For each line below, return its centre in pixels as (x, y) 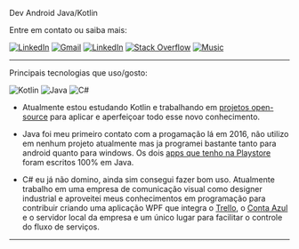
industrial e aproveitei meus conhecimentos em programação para (144, 198)
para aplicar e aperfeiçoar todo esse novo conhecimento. (155, 116)
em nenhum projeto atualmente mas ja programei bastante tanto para (149, 143)
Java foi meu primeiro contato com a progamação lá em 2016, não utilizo (155, 134)
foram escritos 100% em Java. (78, 162)
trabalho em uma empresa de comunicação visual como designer (142, 189)
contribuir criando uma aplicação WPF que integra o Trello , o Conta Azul (155, 208)
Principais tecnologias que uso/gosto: (79, 73)
